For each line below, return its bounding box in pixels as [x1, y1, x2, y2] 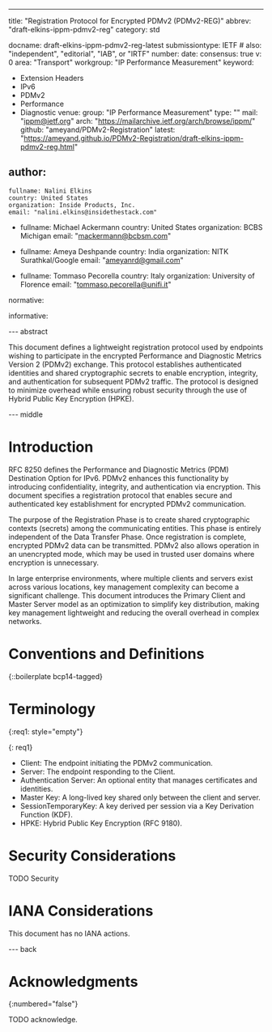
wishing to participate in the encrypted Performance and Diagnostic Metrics [8, 350, 261, 360]
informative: [8, 311, 49, 321]
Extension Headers [19, 74, 84, 83]
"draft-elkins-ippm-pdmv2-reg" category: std [8, 25, 160, 34]
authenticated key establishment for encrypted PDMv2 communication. [8, 499, 247, 508]
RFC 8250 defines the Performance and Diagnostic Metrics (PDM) [8, 465, 229, 474]
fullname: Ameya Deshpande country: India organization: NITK [19, 246, 229, 256]
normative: [8, 295, 45, 304]
